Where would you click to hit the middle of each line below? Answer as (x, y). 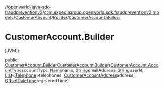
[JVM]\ (12, 50)
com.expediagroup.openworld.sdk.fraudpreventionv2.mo (101, 12)
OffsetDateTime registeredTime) (37, 80)
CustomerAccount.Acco (134, 65)
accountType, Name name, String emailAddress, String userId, (82, 70)
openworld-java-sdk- (30, 7)
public (12, 60)
